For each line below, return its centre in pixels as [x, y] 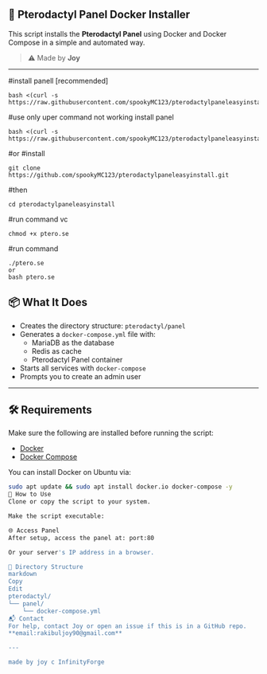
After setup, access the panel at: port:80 [81, 538]
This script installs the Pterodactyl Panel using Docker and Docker [118, 33]
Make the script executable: [56, 516]
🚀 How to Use [30, 495]
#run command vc [38, 219]
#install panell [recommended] [58, 80]
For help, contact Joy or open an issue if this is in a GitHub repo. [128, 626]
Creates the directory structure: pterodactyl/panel [103, 325]
